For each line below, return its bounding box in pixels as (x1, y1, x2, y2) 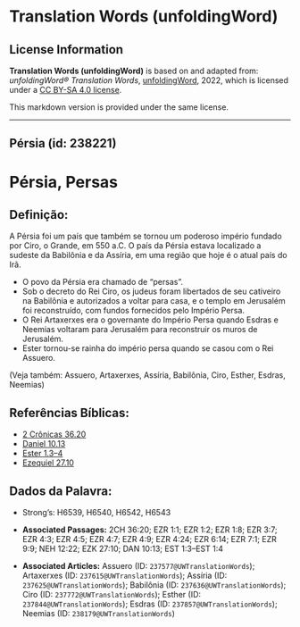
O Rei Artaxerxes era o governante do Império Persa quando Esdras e (21, 314, 279, 325)
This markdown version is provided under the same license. (9, 102, 229, 113)
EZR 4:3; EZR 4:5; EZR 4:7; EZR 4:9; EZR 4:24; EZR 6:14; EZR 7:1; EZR (21, 534, 277, 545)
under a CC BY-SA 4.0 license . (9, 85, 122, 95)
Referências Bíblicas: (9, 405, 129, 421)
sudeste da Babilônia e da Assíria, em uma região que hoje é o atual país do (9, 250, 287, 261)
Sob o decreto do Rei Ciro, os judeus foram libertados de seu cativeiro (21, 286, 281, 297)
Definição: (9, 207, 69, 222)
